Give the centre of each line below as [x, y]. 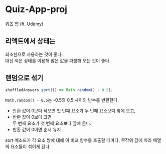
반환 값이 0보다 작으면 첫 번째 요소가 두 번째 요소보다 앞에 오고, [74, 111]
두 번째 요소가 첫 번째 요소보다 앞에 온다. [52, 123]
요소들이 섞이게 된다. [31, 146]
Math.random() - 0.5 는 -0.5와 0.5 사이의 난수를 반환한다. [62, 100]
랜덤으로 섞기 [24, 78]
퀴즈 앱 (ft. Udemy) [24, 24]
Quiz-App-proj [36, 9]
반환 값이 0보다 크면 [32, 117]
